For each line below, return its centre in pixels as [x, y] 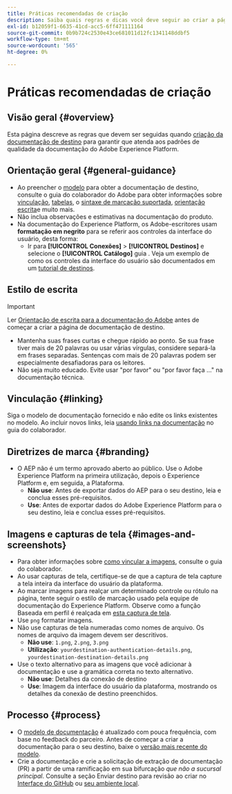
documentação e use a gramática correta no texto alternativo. [105, 671]
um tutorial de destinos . [61, 268]
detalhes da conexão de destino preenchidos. [93, 693]
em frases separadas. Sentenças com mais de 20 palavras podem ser [117, 355]
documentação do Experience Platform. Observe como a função [109, 606]
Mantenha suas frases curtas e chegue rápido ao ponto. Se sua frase [116, 340]
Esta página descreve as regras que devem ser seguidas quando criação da [115, 134]
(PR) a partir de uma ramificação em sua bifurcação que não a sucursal [119, 768]
